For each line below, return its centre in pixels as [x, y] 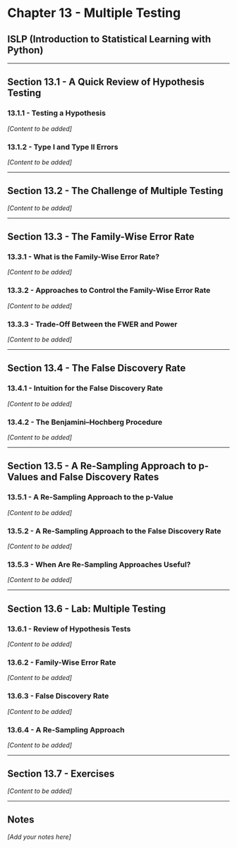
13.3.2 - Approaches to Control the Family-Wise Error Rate [109, 291]
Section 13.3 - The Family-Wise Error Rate [101, 237]
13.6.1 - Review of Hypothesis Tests [69, 629]
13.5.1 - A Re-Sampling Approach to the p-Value [90, 497]
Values [23, 477]
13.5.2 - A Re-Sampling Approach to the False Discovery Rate [114, 531]
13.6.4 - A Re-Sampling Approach [66, 729]
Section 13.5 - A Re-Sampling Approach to [102, 466]
